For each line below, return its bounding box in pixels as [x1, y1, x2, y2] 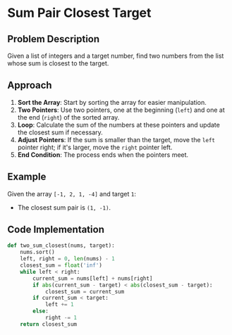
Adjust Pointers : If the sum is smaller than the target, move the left [17, 135, 215, 144]
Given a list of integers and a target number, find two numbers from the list [7, 51, 224, 60]
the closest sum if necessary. [17, 128, 104, 137]
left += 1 [44, 301, 74, 308]
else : [32, 308, 49, 315]
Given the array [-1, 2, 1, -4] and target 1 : [7, 189, 136, 198]
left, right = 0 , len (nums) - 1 [20, 255, 115, 263]
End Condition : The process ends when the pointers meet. [17, 150, 189, 159]
